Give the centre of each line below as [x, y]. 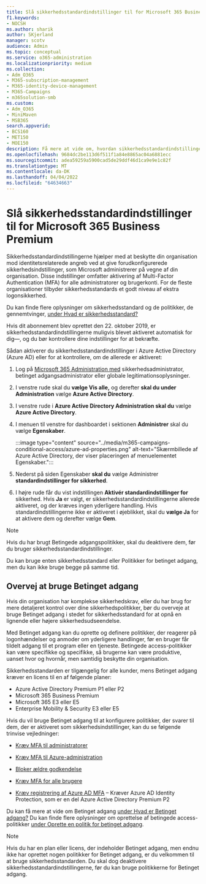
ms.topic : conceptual [34, 52]
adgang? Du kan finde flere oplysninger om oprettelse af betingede [91, 817]
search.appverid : [29, 126]
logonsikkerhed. [27, 295]
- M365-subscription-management [48, 80]
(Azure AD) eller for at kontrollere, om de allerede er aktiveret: [84, 357]
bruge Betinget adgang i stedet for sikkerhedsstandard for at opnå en [94, 614]
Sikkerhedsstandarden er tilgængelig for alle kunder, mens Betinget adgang [102, 670]
